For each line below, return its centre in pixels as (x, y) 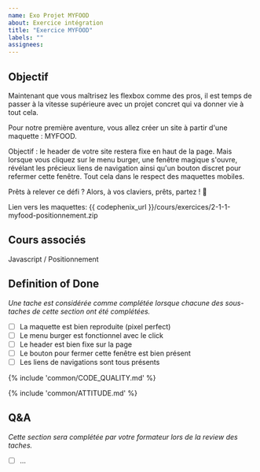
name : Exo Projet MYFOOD (49, 15)
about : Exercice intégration (56, 23)
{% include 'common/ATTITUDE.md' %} (73, 393)
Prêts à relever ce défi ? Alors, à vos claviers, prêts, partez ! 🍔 (108, 191)
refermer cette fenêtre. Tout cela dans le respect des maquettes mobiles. (126, 176)
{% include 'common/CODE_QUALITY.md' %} (82, 377)
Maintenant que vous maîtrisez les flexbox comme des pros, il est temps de (130, 95)
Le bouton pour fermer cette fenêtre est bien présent (105, 353)
